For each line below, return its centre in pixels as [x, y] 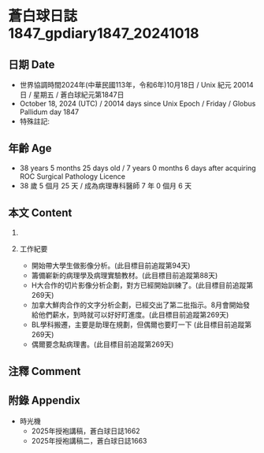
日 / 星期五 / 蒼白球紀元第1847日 [72, 95]
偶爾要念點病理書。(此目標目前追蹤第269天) [102, 344]
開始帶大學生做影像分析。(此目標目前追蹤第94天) [111, 265]
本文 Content [40, 213]
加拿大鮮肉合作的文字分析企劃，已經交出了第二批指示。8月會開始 [137, 305]
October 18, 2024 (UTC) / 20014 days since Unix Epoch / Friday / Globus [138, 104]
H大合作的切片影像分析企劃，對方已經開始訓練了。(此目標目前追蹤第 [142, 285]
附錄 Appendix [44, 401]
